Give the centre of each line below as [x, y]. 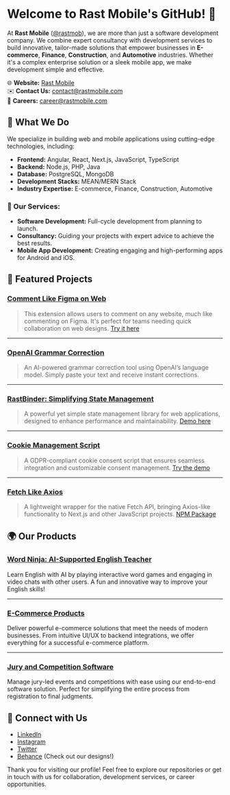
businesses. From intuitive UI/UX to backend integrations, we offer [101, 635]
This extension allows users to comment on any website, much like [118, 313]
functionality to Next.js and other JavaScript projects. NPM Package [120, 514]
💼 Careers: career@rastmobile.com [57, 100]
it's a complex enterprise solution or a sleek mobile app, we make [99, 62]
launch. [27, 228]
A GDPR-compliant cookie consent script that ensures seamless [114, 460]
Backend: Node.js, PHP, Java [59, 167]
